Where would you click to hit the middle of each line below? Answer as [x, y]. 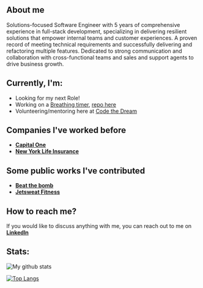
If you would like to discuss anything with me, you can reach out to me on [99, 226]
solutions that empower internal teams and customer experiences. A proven [102, 38]
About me [25, 10]
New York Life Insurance [47, 151]
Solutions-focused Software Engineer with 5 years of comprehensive [93, 25]
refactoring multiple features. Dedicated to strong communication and [94, 51]
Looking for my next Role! [47, 98]
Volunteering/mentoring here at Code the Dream [76, 111]
